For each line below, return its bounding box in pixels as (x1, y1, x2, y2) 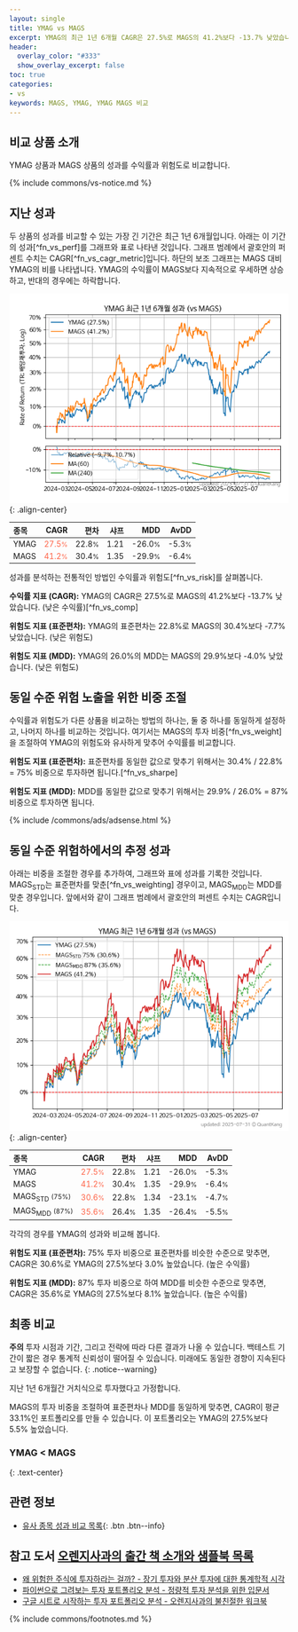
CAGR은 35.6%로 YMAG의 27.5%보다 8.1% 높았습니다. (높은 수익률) (9, 1288, 248, 1299)
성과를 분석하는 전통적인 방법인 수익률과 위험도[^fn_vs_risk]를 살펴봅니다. (9, 572, 263, 582)
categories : (9, 80, 53, 89)
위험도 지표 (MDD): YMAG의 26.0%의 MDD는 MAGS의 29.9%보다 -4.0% (9, 650, 267, 661)
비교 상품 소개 (9, 134, 80, 150)
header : (9, 43, 38, 51)
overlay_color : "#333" (17, 51, 101, 61)
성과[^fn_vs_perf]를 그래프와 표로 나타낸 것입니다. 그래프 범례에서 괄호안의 (18, 242, 277, 253)
